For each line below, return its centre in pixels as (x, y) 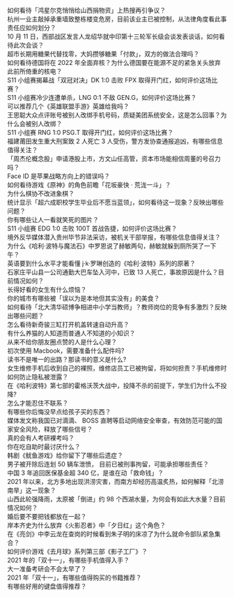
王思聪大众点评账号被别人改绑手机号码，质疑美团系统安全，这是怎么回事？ (114, 115)
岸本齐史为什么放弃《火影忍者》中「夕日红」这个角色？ (86, 525)
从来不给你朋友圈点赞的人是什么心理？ (62, 342)
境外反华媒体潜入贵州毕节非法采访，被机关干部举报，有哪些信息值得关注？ (114, 237)
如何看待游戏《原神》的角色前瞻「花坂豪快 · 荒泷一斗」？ (89, 185)
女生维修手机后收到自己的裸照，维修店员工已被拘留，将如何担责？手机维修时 (117, 368)
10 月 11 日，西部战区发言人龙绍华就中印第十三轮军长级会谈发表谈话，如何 (113, 36)
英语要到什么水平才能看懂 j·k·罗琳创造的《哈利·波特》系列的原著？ (102, 263)
